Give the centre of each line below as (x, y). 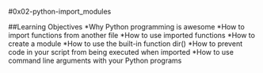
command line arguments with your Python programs (95, 60)
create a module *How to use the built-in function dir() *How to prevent (126, 44)
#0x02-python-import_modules (60, 12)
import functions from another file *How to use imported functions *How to (132, 35)
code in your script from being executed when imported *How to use (121, 52)
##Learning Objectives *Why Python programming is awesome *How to (127, 27)
